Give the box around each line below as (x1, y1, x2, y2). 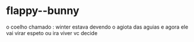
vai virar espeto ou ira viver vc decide (6, 29, 98, 36)
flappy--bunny (6, 4, 80, 17)
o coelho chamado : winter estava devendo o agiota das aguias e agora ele (6, 23, 189, 30)
